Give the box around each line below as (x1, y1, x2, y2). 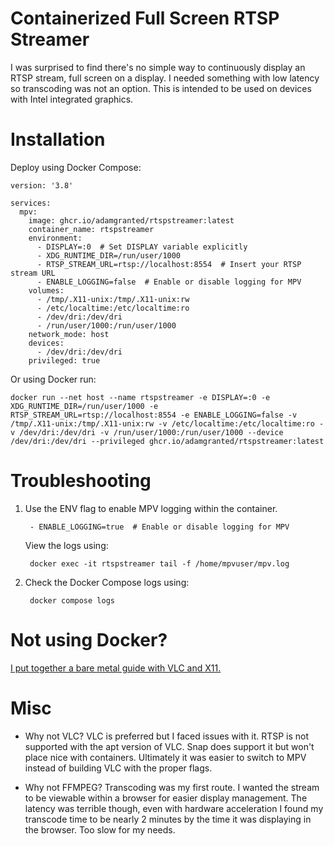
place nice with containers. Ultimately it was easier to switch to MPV (24, 751, 307, 763)
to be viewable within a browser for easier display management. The (24, 792, 308, 804)
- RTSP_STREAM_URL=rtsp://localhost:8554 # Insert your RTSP (36, 259, 302, 269)
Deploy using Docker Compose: (10, 161, 142, 173)
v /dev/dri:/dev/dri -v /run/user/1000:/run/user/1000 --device (10, 427, 284, 437)
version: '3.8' (10, 180, 74, 191)
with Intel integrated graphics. (10, 93, 134, 105)
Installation (10, 128, 106, 151)
